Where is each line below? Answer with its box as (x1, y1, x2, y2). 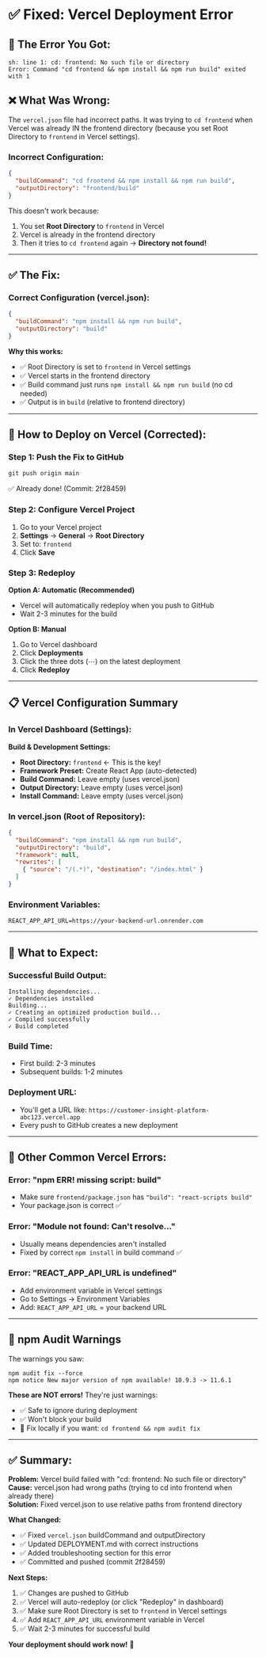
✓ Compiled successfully (8, 1015, 90, 1023)
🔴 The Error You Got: (8, 37, 111, 51)
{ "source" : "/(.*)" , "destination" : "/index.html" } (22, 866, 203, 874)
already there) (8, 1491, 55, 1501)
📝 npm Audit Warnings (8, 1333, 121, 1347)
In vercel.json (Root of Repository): (8, 810, 146, 821)
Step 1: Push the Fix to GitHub (8, 451, 124, 463)
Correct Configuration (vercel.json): (8, 291, 150, 303)
